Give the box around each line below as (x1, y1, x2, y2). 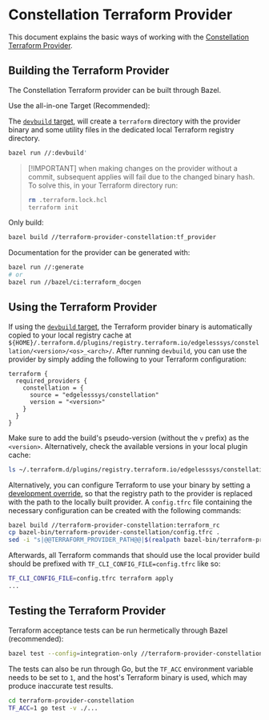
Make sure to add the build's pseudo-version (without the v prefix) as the (8, 433, 250, 443)
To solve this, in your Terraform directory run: (27, 180, 179, 190)
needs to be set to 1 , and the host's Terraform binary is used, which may (8, 672, 247, 682)
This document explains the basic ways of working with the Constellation (8, 32, 250, 42)
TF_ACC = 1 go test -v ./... (8, 704, 98, 712)
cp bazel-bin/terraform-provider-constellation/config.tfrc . (8, 528, 220, 536)
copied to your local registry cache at (8, 330, 132, 340)
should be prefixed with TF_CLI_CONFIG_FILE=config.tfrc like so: (8, 559, 221, 568)
